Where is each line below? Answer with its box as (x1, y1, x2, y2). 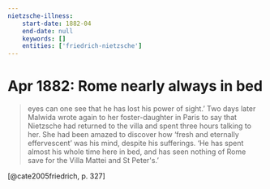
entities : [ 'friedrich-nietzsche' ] (22, 42, 143, 50)
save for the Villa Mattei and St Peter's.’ (27, 156, 160, 165)
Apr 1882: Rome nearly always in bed (7, 77, 263, 96)
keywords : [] (22, 34, 66, 43)
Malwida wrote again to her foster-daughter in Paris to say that (27, 113, 237, 122)
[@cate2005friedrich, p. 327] (7, 171, 106, 181)
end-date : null (22, 27, 74, 35)
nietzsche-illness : (7, 11, 74, 20)
